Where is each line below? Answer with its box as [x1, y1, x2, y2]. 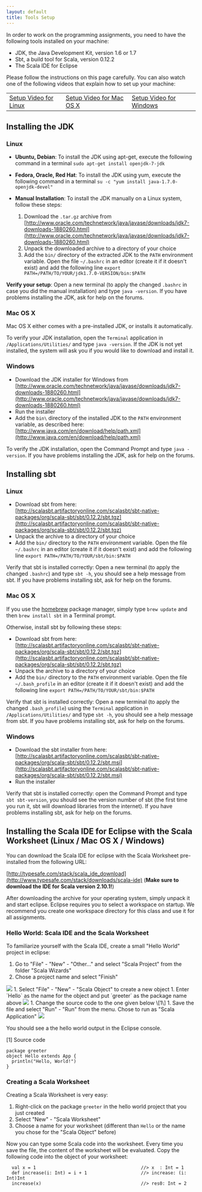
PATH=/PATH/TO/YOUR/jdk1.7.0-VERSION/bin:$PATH [23, 271, 145, 277]
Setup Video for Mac [65, 93, 124, 102]
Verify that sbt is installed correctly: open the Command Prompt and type [6, 790, 188, 797]
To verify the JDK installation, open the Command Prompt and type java [6, 445, 185, 452]
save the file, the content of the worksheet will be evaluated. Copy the [6, 1147, 180, 1154]
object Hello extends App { [6, 1053, 77, 1059]
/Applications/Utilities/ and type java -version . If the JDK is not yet [6, 341, 183, 348]
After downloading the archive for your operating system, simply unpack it [6, 894, 191, 901]
